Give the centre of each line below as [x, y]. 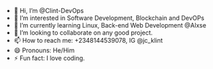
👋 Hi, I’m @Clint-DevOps [49, 11]
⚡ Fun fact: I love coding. [49, 58]
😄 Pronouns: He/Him [44, 50]
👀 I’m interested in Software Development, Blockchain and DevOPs [109, 18]
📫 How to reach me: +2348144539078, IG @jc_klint [88, 40]
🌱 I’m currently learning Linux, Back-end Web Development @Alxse [110, 25]
